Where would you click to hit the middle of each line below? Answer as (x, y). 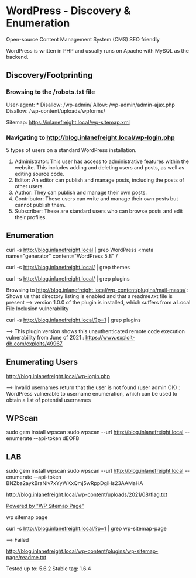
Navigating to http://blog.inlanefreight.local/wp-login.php (90, 137)
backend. (17, 57)
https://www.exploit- (110, 337)
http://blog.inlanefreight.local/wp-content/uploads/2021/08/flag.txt (87, 494)
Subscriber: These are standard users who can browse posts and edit (99, 211)
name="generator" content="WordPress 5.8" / (62, 256)
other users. (29, 186)
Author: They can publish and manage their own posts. (81, 192)
